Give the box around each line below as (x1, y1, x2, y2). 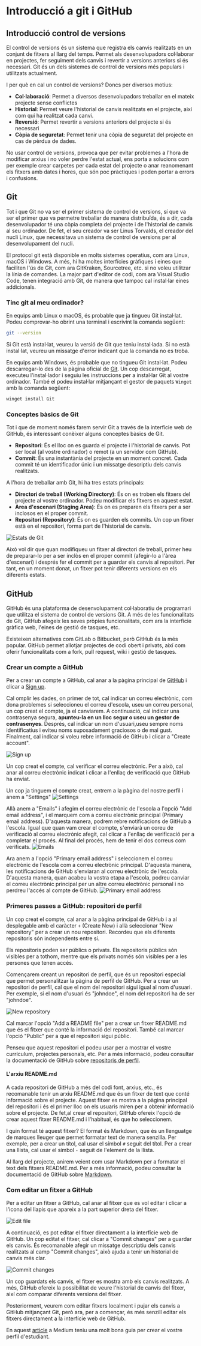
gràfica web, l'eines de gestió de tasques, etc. (6, 623, 120, 631)
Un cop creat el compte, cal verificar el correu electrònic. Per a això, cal (6, 762, 184, 770)
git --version (6, 330, 42, 336)
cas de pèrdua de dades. (14, 137, 77, 145)
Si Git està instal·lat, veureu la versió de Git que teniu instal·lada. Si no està (6, 340, 190, 348)
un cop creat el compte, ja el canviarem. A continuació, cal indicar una (6, 707, 179, 715)
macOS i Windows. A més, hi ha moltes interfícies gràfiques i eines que (6, 258, 182, 265)
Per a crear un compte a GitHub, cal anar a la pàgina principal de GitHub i (6, 677, 187, 684)
